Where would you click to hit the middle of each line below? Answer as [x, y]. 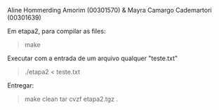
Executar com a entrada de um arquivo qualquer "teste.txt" [93, 58]
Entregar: [21, 85]
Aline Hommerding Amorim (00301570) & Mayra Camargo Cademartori [109, 10]
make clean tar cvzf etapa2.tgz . [71, 99]
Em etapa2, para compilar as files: [57, 31]
